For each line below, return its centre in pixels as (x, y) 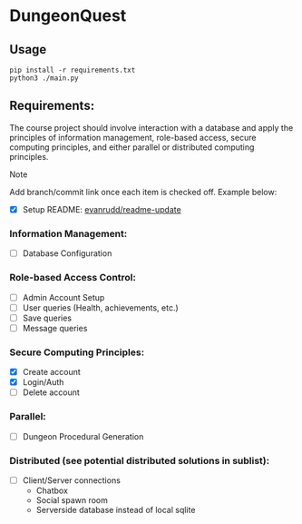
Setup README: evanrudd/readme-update (102, 209)
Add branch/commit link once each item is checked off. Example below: (143, 192)
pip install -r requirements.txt (73, 70)
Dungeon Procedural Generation (83, 436)
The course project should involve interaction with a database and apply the (151, 127)
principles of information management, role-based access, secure (133, 137)
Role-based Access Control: (73, 278)
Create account (52, 372)
